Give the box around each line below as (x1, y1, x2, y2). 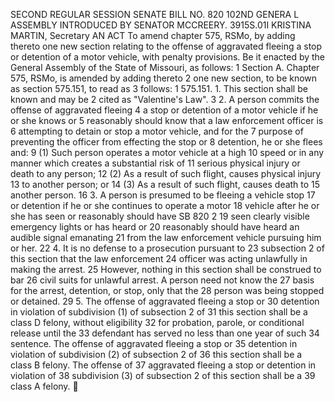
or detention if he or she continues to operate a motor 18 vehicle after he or (10, 200, 320, 211)
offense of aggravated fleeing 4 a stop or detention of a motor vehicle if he (10, 104, 319, 116)
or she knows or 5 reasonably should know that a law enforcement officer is (10, 115, 324, 126)
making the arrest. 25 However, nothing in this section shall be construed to (10, 264, 322, 275)
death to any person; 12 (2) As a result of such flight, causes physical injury (10, 168, 322, 179)
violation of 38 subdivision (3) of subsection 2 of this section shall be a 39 (10, 370, 316, 381)
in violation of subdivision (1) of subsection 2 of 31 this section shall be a (10, 306, 308, 318)
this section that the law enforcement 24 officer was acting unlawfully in (10, 253, 308, 264)
